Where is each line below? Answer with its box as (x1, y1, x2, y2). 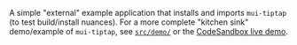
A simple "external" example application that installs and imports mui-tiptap (9, 8, 286, 18)
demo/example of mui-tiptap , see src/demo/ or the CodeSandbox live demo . (9, 26, 288, 36)
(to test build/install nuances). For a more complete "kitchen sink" (9, 17, 249, 27)
